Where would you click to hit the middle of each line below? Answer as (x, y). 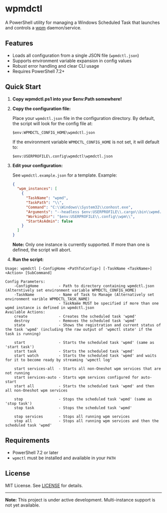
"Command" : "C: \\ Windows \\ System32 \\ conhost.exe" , (79, 207)
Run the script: (28, 260)
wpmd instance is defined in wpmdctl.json (50, 308)
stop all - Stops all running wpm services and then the (86, 421)
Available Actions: (25, 312)
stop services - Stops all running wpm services (72, 417)
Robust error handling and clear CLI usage (56, 66)
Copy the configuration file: (42, 108)
